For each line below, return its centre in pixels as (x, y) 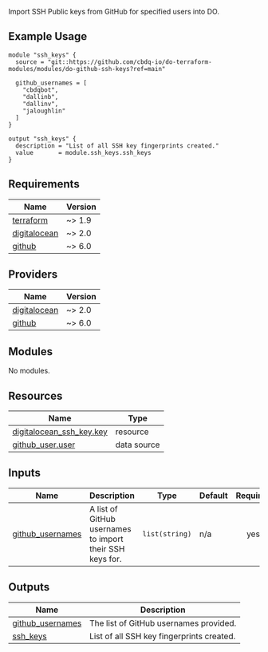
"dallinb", (41, 97)
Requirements (44, 184)
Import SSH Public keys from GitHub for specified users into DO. (114, 12)
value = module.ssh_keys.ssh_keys (83, 152)
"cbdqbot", (41, 90)
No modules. (29, 371)
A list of (103, 508)
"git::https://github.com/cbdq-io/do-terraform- (130, 62)
